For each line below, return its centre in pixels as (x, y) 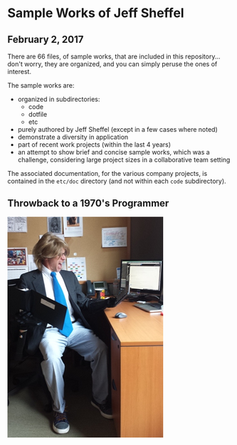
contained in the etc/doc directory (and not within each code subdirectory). (117, 181)
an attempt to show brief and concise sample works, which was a (114, 152)
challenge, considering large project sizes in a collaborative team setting (124, 159)
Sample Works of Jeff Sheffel (96, 13)
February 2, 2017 (46, 40)
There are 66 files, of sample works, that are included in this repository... (114, 56)
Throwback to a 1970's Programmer (88, 203)
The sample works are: (41, 85)
